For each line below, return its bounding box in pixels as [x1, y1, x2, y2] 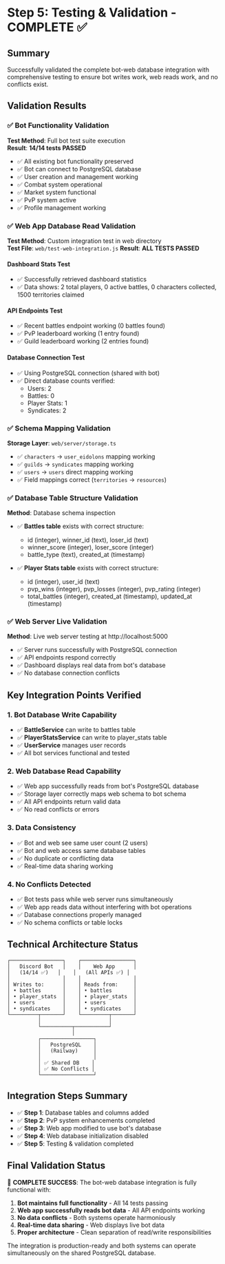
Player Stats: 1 [27, 399, 67, 407]
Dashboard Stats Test [7, 260, 71, 268]
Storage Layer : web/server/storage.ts [7, 439, 117, 447]
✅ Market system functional [17, 188, 96, 196]
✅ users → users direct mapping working [17, 467, 133, 476]
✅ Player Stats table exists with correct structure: [17, 564, 159, 572]
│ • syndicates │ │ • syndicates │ [7, 1005, 137, 1012]
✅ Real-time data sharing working [17, 862, 114, 870]
